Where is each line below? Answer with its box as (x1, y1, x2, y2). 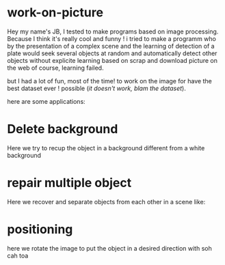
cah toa (7, 251, 29, 260)
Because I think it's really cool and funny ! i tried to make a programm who (7, 34, 217, 42)
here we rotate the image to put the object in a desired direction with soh (7, 244, 212, 252)
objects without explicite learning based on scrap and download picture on (7, 56, 217, 64)
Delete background (7, 122, 118, 137)
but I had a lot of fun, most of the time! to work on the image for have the (7, 76, 212, 85)
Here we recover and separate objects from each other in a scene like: (7, 197, 206, 206)
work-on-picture (7, 5, 104, 20)
